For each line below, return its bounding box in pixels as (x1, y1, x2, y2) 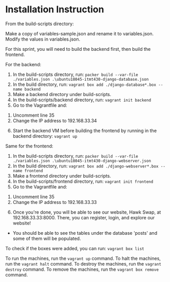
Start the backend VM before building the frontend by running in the (12, 127, 157, 134)
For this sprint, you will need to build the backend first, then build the (5, 46, 151, 52)
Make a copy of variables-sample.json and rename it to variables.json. (5, 30, 154, 36)
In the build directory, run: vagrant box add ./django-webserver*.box (12, 163, 159, 169)
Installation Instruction (5, 4, 104, 15)
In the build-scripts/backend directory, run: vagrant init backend (12, 97, 152, 103)
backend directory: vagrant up (12, 133, 78, 139)
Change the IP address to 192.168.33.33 (12, 199, 97, 205)
